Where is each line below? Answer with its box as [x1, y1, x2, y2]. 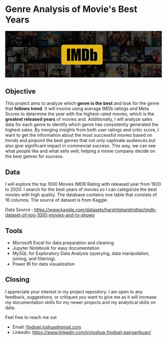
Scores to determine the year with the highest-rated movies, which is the [5, 111, 155, 117]
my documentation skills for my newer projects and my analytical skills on [5, 299, 156, 305]
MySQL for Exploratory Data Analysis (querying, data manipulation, [12, 251, 150, 257]
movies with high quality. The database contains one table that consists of [5, 192, 158, 198]
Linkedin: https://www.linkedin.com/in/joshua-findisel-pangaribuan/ [12, 329, 152, 335]
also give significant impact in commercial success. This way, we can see [5, 143, 156, 149]
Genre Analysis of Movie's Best [5, 3, 138, 15]
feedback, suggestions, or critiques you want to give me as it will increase [5, 294, 157, 300]
